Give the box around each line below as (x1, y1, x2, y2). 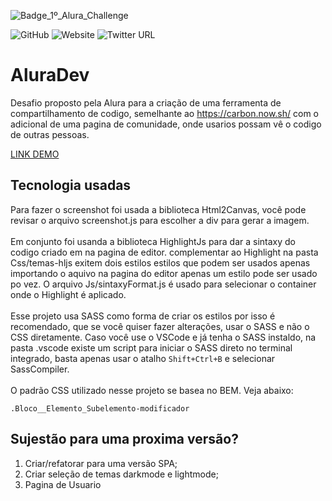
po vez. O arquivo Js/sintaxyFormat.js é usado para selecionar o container (10, 278, 317, 290)
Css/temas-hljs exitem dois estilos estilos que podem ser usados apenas (10, 256, 311, 269)
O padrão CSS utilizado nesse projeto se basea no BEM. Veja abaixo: (10, 384, 294, 396)
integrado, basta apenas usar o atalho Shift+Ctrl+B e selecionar (10, 352, 276, 364)
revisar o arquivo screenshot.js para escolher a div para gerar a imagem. (10, 214, 310, 226)
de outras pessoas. (10, 128, 90, 140)
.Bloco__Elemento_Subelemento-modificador (10, 403, 190, 414)
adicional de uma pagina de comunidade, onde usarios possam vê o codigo (10, 118, 322, 130)
